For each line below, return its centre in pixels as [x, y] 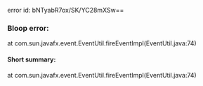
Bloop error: [28, 28]
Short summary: [32, 59]
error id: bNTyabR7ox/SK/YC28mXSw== [66, 10]
